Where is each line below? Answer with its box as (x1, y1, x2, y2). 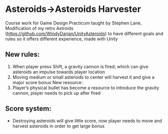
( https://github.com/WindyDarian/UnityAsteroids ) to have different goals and (5, 30, 163, 36)
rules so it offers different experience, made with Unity (5, 36, 118, 42)
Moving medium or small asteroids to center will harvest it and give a (12, 74, 154, 80)
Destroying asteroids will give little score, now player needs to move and (12, 118, 162, 124)
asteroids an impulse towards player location (12, 69, 105, 75)
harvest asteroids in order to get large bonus (12, 123, 105, 129)
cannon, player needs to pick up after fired (12, 90, 101, 96)
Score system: (5, 105, 52, 113)
